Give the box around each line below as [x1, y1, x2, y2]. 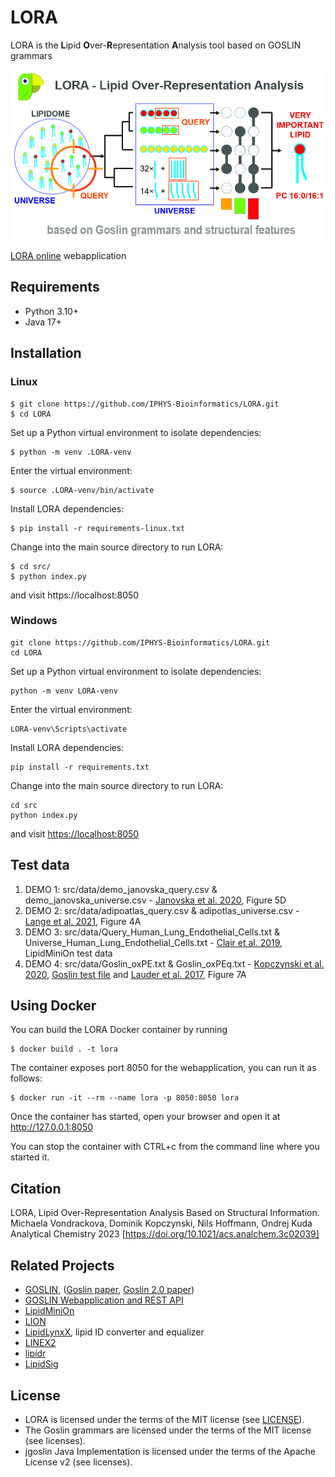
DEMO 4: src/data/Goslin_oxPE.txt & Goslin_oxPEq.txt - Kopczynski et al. [24, 957, 325, 970]
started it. [10, 1151, 50, 1163]
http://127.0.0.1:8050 [10, 1121, 94, 1133]
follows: [10, 1072, 43, 1085]
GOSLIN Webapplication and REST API [24, 1294, 184, 1306]
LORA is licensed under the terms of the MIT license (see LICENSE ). [24, 1413, 305, 1425]
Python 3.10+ [24, 305, 80, 317]
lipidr [24, 1347, 47, 1360]
